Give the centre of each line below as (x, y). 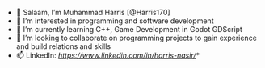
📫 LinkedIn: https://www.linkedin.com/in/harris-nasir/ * (108, 55)
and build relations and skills (63, 46)
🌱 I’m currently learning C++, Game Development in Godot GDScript (129, 29)
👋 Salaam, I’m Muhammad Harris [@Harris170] (93, 12)
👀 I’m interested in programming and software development (115, 21)
